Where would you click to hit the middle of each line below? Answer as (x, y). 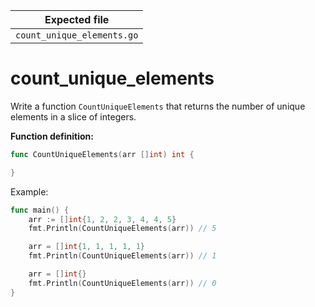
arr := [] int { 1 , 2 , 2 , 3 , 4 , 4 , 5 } (102, 219)
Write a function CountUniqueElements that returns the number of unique (158, 106)
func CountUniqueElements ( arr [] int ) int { (102, 154)
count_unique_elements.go (77, 35)
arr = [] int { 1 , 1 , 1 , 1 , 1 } (87, 247)
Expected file (77, 19)
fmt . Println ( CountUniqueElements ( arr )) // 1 (122, 256)
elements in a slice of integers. (73, 116)
